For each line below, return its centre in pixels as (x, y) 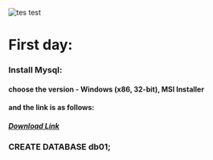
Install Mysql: (35, 70)
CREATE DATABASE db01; (59, 147)
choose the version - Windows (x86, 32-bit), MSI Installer (106, 89)
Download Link (34, 125)
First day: (41, 45)
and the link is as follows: (51, 108)
